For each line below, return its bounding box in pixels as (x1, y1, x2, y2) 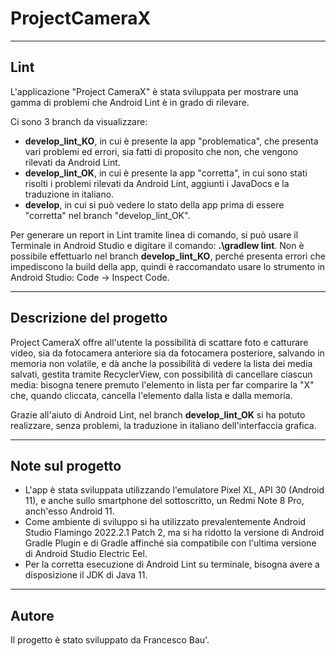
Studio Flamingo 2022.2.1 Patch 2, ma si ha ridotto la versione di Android (24, 527, 325, 539)
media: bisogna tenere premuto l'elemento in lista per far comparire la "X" (10, 378, 315, 391)
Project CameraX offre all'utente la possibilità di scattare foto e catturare (10, 336, 309, 348)
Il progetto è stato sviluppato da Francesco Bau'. (10, 634, 210, 646)
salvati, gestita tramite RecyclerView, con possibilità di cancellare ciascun (10, 368, 313, 380)
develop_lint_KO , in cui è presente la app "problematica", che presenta (24, 135, 319, 147)
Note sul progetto (10, 457, 122, 474)
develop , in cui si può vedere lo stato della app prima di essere (24, 198, 285, 211)
